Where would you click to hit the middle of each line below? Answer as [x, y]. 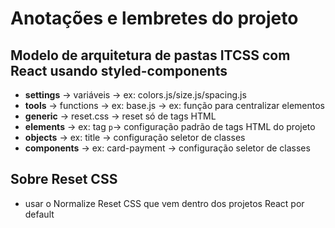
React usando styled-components [119, 70]
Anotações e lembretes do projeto [154, 18]
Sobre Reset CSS [64, 179]
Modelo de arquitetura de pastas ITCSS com [150, 55]
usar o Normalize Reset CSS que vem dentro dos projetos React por [164, 203]
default [39, 214]
